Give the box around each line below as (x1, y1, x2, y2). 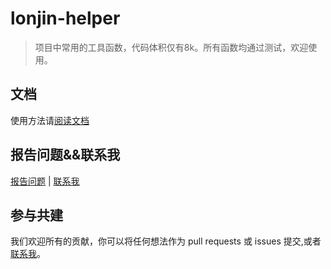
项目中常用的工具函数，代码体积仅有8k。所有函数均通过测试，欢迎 (34, 41, 309, 53)
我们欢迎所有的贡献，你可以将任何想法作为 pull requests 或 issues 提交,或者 (10, 235, 322, 247)
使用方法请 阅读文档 (10, 114, 90, 126)
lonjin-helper (10, 7, 121, 30)
